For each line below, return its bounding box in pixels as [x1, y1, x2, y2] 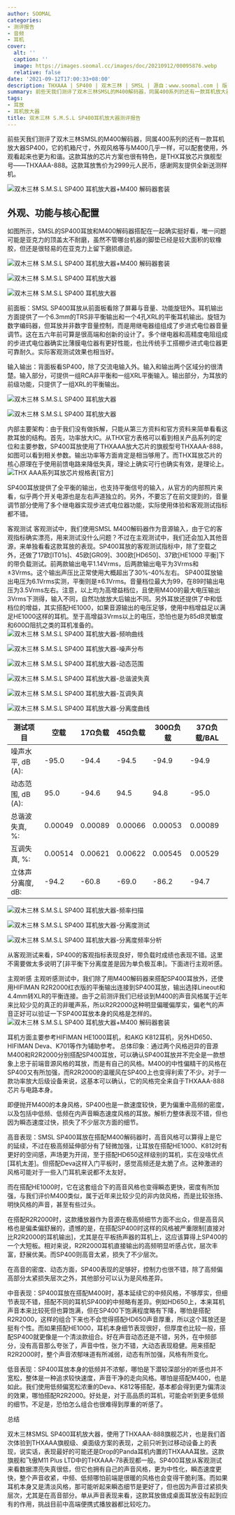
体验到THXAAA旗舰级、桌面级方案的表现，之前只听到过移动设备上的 [13, 1439, 211, 1447]
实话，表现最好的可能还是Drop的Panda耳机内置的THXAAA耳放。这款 [25, 1448, 225, 1456]
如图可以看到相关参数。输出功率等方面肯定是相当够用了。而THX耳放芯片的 [7, 451, 222, 460]
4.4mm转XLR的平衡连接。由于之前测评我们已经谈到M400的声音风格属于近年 [7, 992, 229, 1001]
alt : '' [13, 50, 36, 57]
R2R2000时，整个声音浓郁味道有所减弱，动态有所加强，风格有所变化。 [7, 1350, 212, 1359]
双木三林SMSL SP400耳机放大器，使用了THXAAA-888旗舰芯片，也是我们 [7, 1430, 220, 1439]
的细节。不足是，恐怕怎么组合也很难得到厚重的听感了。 [7, 1400, 166, 1408]
